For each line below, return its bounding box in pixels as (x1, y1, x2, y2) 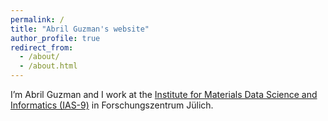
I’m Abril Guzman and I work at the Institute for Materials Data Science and (10, 89, 318, 100)
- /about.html (19, 61, 78, 71)
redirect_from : (10, 42, 74, 53)
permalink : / (10, 14, 65, 25)
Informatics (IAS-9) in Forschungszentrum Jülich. (10, 99, 214, 111)
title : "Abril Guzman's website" (10, 24, 150, 34)
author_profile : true (10, 33, 101, 43)
